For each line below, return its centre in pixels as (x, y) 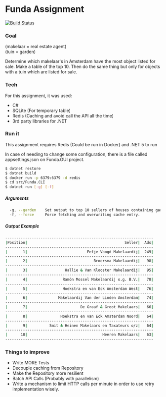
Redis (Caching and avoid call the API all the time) (63, 115)
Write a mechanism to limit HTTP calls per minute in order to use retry (83, 384)
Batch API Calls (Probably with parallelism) (56, 379)
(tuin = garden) (21, 52)
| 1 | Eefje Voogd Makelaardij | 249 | (79, 252)
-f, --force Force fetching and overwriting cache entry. (75, 215)
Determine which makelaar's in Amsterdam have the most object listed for (80, 61)
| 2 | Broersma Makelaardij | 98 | (79, 261)
